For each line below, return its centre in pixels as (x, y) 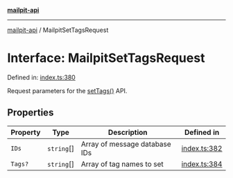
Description (128, 132)
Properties (31, 113)
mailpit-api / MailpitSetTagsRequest (58, 30)
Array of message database (126, 144)
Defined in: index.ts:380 (42, 77)
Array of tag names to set (122, 164)
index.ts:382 (202, 148)
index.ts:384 (202, 164)
